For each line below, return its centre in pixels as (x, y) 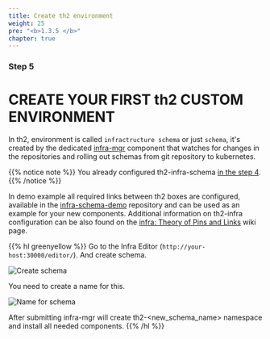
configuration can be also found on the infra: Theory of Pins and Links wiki (132, 222)
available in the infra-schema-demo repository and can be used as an (124, 205)
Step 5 (21, 67)
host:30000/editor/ (41, 256)
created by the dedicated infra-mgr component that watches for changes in (134, 148)
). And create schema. (110, 255)
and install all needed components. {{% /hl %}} (87, 326)
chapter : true (32, 38)
